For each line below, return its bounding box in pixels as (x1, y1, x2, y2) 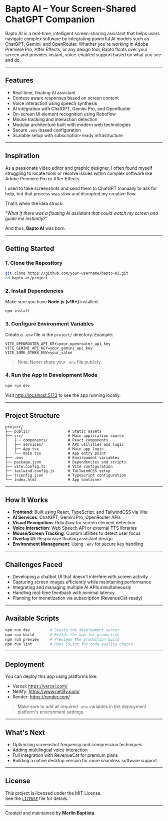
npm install (5, 308, 30, 314)
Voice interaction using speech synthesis (12, 100, 97, 106)
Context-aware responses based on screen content (12, 95, 119, 101)
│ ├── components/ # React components (5, 438, 108, 443)
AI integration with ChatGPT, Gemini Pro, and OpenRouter (12, 105, 131, 111)
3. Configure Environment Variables (5, 320, 94, 327)
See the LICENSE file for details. (5, 795, 69, 801)
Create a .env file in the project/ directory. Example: (5, 332, 113, 338)
